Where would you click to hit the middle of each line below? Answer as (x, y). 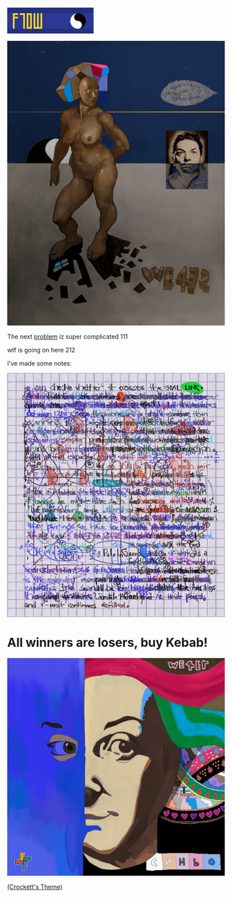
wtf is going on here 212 (41, 350)
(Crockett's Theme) (35, 887)
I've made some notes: (40, 363)
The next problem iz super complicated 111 (68, 337)
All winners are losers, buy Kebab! (108, 642)
